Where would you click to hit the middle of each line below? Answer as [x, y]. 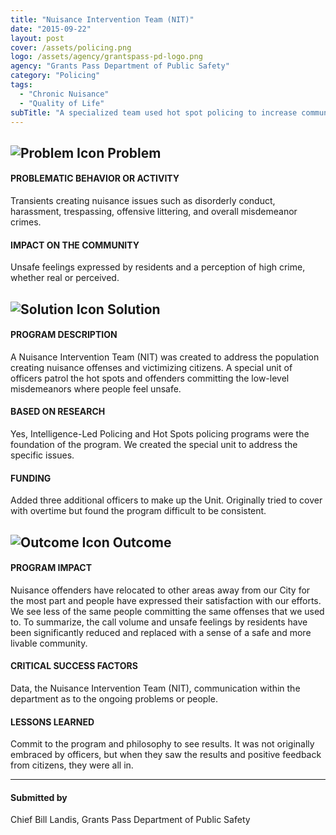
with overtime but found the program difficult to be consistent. [138, 511]
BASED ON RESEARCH [58, 412]
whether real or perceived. [65, 278]
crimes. [26, 222]
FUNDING [31, 478]
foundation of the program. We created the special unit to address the [154, 444]
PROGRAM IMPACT [51, 568]
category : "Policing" [55, 76]
